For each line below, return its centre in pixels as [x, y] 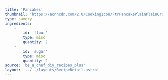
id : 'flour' [36, 33]
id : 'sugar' [36, 51]
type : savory [19, 19]
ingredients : [19, 24]
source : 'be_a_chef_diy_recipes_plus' [45, 65]
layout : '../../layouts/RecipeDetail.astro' [52, 70]
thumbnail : [16, 14]
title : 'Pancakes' [24, 10]
